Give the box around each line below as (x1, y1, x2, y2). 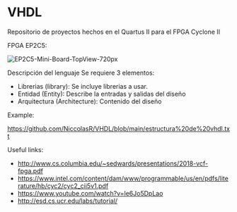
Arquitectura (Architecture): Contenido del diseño (17, 96, 162, 106)
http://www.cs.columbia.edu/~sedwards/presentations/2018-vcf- (17, 159, 209, 168)
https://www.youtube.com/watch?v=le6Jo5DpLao (17, 189, 163, 197)
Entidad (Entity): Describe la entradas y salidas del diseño (17, 89, 186, 98)
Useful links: (7, 145, 44, 154)
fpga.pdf (17, 166, 44, 175)
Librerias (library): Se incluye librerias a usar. (17, 82, 149, 90)
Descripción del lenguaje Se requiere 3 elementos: (7, 68, 155, 77)
